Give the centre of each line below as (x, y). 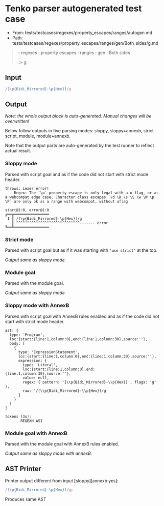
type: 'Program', (27, 335)
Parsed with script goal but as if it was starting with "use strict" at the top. (81, 250)
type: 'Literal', (40, 365)
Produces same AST (26, 499)
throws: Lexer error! (27, 188)
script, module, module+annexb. (38, 136)
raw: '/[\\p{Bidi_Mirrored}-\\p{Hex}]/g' (66, 391)
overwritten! (17, 121)
